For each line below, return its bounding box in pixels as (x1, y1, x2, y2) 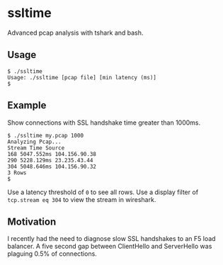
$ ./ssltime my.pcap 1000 (7, 132, 84, 139)
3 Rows (7, 169, 27, 176)
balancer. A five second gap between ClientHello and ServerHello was (7, 242, 212, 251)
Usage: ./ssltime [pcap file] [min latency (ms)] (7, 74, 157, 81)
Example (7, 99, 47, 111)
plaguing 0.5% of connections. (7, 249, 97, 258)
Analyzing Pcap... (7, 138, 62, 145)
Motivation (7, 215, 57, 227)
